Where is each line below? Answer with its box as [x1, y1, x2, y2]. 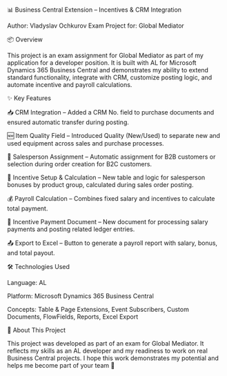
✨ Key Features [7, 94, 52, 102]
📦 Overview [7, 35, 43, 43]
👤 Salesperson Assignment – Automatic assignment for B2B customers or [7, 152, 216, 161]
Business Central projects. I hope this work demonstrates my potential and [7, 354, 219, 362]
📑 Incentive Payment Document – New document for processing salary [7, 218, 208, 226]
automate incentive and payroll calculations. [7, 81, 132, 88]
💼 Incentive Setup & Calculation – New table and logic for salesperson [7, 173, 206, 181]
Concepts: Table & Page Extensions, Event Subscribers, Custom [7, 306, 190, 313]
